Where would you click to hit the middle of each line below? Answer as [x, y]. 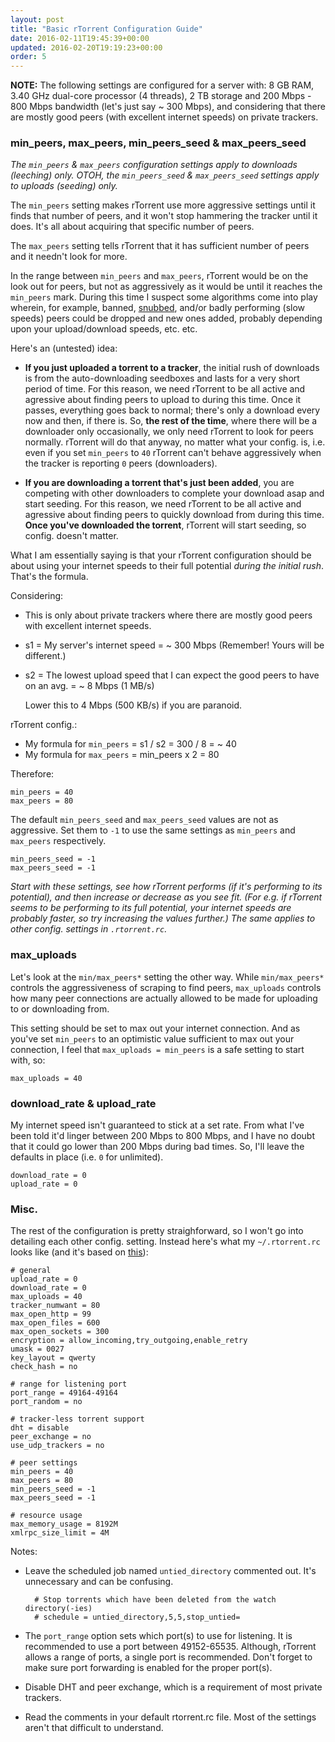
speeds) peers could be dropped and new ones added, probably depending [166, 318]
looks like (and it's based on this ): [79, 1252]
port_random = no [46, 1402]
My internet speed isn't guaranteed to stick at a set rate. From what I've [157, 1125]
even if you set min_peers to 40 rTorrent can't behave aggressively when [173, 453]
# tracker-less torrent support [77, 1419]
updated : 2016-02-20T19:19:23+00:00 [86, 47]
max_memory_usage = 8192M [64, 1524]
